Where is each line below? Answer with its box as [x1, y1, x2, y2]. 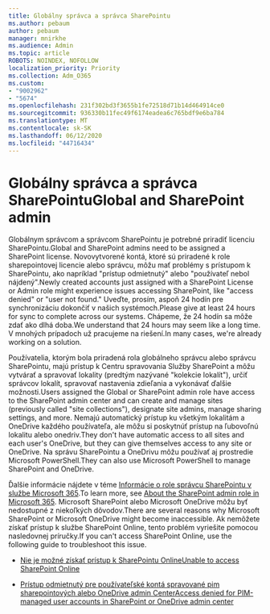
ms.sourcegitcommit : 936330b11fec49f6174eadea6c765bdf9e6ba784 [8, 110, 225, 118]
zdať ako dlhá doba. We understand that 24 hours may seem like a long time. [8, 320, 261, 330]
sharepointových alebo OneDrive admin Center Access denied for [19, 588, 235, 598]
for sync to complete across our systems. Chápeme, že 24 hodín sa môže [8, 312, 253, 322]
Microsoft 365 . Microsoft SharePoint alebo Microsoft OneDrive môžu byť [8, 497, 248, 507]
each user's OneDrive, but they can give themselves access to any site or [8, 438, 252, 448]
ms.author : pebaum [8, 19, 70, 27]
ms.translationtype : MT [8, 117, 88, 125]
